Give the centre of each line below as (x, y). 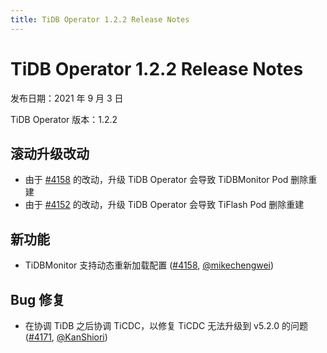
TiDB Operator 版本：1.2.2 (64, 119)
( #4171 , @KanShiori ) (66, 337)
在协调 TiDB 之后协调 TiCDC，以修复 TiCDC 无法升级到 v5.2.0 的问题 (166, 325)
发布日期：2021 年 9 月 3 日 (67, 98)
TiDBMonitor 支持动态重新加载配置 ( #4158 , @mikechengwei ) (149, 265)
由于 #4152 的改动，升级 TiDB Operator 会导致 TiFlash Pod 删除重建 (164, 205)
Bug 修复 (38, 299)
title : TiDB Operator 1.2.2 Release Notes (100, 19)
